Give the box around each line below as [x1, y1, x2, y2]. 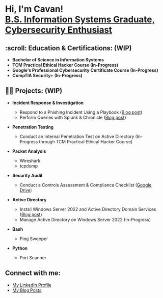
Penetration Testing [12, 124, 54, 130]
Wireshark [19, 158, 41, 163]
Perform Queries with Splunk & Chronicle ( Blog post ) [19, 114, 126, 120]
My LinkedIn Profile [12, 282, 52, 288]
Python [12, 245, 28, 251]
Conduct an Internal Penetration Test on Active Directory [19, 134, 135, 139]
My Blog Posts [12, 287, 42, 293]
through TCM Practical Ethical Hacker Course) [39, 138, 133, 144]
